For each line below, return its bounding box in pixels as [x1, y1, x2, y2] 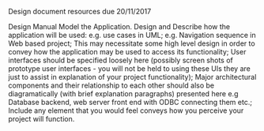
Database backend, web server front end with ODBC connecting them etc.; [8, 98, 253, 107]
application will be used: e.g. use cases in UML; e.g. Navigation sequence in [8, 31, 256, 39]
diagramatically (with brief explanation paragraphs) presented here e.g [8, 89, 239, 98]
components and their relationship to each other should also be [8, 80, 215, 90]
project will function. [8, 114, 75, 123]
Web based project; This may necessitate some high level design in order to [8, 39, 255, 48]
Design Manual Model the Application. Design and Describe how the [8, 22, 231, 31]
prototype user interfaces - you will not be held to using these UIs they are [8, 64, 251, 73]
